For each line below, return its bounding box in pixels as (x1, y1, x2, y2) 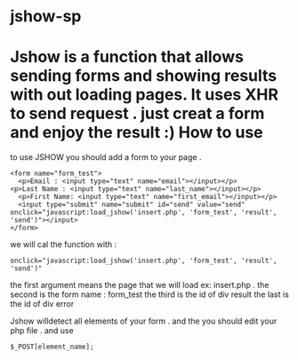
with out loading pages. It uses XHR (10, 84, 279, 105)
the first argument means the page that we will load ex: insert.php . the (10, 280, 270, 291)
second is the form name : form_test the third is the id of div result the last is (10, 289, 290, 300)
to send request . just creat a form (10, 104, 265, 124)
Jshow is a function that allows (10, 47, 244, 68)
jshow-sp (10, 6, 82, 27)
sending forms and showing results (10, 66, 278, 86)
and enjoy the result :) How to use (10, 123, 263, 143)
